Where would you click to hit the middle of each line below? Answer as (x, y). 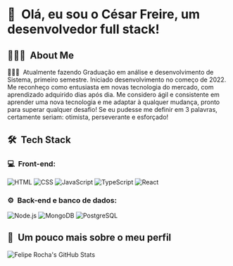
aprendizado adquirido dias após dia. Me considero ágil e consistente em (114, 95)
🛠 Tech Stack (39, 140)
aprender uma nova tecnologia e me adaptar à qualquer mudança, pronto (114, 102)
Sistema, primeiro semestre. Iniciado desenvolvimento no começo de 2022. (117, 80)
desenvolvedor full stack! (83, 29)
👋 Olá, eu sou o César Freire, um (104, 14)
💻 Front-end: (32, 164)
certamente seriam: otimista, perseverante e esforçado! (88, 117)
